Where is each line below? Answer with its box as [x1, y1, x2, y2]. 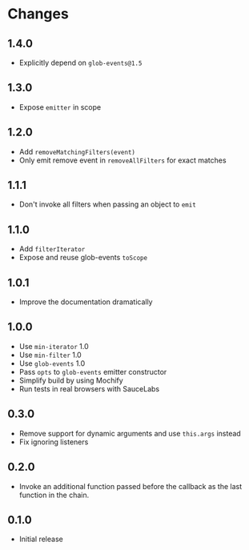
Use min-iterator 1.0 [18, 341, 89, 351]
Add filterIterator [18, 244, 86, 254]
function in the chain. [18, 490, 90, 500]
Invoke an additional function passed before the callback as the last [18, 481, 243, 491]
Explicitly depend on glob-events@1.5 [18, 58, 143, 67]
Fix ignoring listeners [18, 437, 89, 447]
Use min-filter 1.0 [18, 350, 82, 359]
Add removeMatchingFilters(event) [18, 147, 135, 156]
